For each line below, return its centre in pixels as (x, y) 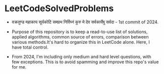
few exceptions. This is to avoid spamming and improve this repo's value (85, 62)
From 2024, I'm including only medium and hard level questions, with (82, 56)
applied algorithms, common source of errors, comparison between (80, 37)
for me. (19, 67)
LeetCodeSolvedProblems (59, 9)
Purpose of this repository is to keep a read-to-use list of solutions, (80, 32)
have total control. (30, 47)
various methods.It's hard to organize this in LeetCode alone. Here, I (81, 42)
